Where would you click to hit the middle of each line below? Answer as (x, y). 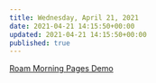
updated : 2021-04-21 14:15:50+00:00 (78, 34)
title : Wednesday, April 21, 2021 (74, 18)
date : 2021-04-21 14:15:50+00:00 (72, 26)
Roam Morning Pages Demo (62, 69)
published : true (40, 43)
